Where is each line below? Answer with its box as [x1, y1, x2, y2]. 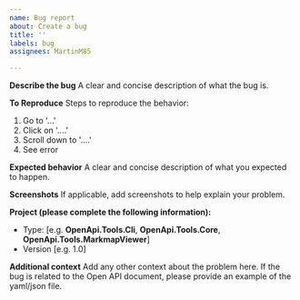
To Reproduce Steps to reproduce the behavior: [9, 97, 189, 109]
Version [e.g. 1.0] [22, 244, 86, 255]
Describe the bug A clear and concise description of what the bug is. [9, 80, 269, 91]
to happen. [9, 172, 50, 183]
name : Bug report [9, 13, 75, 23]
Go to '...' [22, 115, 56, 126]
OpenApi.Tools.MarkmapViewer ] [22, 234, 150, 245]
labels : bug [9, 38, 55, 48]
